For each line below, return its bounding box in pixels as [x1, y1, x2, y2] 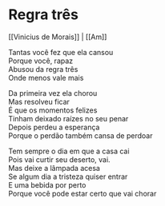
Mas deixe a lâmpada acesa [8, 163, 100, 172]
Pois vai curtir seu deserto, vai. [8, 154, 111, 164]
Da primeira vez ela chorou [8, 88, 98, 97]
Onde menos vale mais [8, 73, 84, 82]
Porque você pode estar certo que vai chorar [8, 188, 157, 198]
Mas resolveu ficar [8, 97, 70, 106]
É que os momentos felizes [8, 105, 98, 115]
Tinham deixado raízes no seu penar [8, 113, 129, 123]
